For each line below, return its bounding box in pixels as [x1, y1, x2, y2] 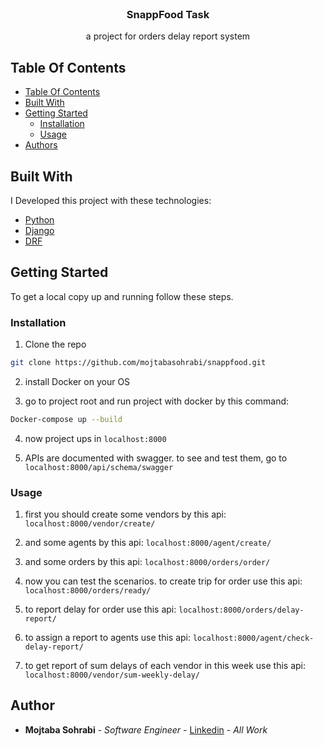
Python [24, 213, 55, 226]
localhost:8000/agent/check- [192, 633, 315, 644]
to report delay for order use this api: [24, 603, 177, 616]
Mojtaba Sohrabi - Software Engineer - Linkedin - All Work [24, 723, 268, 736]
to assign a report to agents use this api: [24, 632, 191, 644]
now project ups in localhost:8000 [24, 432, 167, 444]
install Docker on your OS [24, 375, 131, 387]
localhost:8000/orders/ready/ [24, 586, 152, 596]
